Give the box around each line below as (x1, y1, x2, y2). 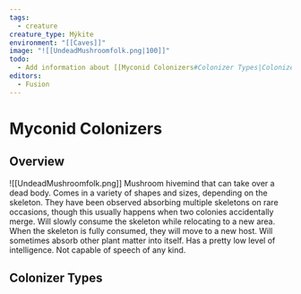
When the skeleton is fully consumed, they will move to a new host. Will (9, 225, 273, 236)
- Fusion (17, 80, 50, 89)
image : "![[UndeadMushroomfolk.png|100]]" (9, 47, 170, 56)
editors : (9, 72, 42, 81)
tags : (9, 13, 30, 22)
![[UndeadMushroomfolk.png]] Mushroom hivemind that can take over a (9, 177, 275, 188)
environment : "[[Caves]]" (9, 38, 106, 48)
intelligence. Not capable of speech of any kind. (9, 244, 186, 255)
